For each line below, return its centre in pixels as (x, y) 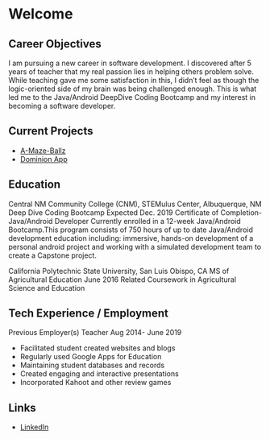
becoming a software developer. (62, 106)
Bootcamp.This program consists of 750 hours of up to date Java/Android (131, 230)
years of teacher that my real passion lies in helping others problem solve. (131, 72)
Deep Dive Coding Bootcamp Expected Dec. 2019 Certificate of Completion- (135, 212)
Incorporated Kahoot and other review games (96, 383)
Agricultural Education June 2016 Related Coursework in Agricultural (122, 280)
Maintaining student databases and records (92, 365)
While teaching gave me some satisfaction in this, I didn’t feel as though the (134, 80)
